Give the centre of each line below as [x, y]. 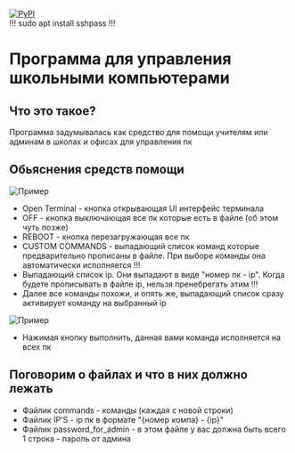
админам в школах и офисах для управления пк [101, 142]
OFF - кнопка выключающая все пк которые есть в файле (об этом [150, 217]
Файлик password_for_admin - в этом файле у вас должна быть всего [154, 429]
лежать [31, 388]
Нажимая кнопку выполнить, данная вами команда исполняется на [152, 337]
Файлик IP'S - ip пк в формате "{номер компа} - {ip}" [123, 419]
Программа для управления [120, 59]
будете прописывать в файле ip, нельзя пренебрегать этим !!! [140, 284]
